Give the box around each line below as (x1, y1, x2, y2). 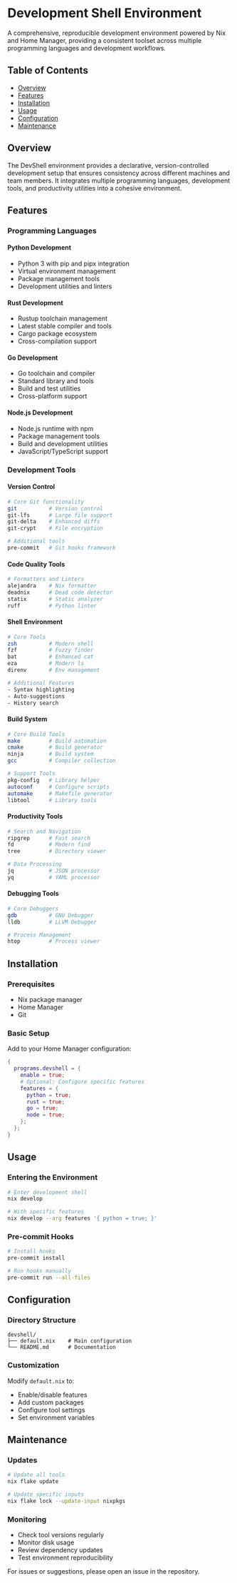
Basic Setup (7, 1028, 50, 1038)
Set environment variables (17, 1413, 95, 1422)
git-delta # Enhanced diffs (7, 518, 100, 525)
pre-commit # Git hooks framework (7, 545, 116, 552)
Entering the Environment (7, 1173, 98, 1183)
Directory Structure (7, 1315, 76, 1325)
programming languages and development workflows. (7, 44, 166, 52)
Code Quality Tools (7, 560, 65, 568)
